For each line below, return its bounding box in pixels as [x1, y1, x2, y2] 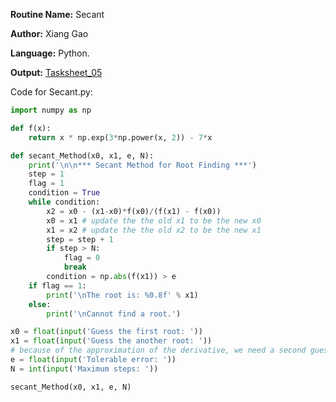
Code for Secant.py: [10, 86, 93, 98]
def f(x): [10, 123, 52, 133]
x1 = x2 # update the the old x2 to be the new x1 [46, 225, 262, 235]
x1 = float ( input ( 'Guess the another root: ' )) [10, 336, 213, 346]
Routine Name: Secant [10, 9, 105, 20]
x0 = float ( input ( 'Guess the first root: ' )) [10, 327, 203, 337]
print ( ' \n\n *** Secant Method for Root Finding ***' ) [28, 160, 257, 170]
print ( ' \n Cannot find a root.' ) [46, 309, 182, 319]
